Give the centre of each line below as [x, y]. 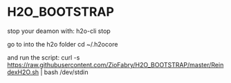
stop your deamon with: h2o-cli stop [59, 31]
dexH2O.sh [23, 72]
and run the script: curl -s [44, 57]
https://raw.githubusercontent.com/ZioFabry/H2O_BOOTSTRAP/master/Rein [115, 64]
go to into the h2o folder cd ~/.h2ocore [63, 44]
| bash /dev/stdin [64, 72]
